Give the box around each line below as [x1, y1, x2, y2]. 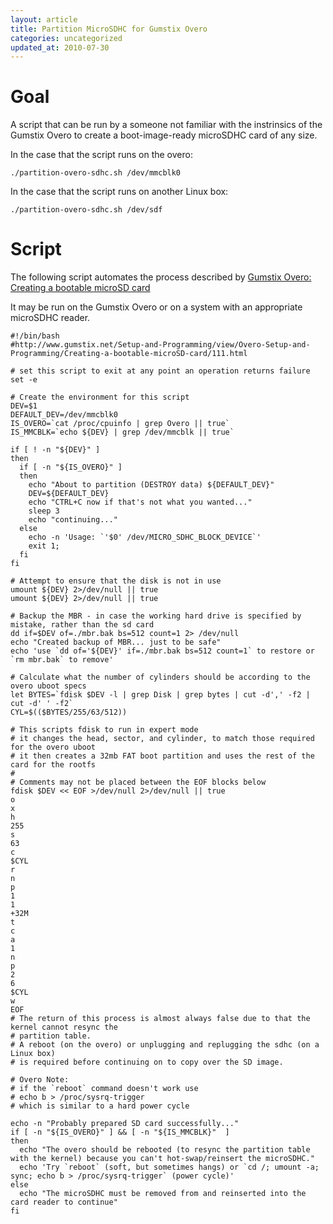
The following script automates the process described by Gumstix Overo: [10, 271, 312, 283]
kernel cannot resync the [10, 1022, 118, 1033]
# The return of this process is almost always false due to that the [10, 1014, 311, 1024]
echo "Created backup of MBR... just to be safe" [10, 637, 222, 648]
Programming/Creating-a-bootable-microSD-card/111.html [10, 349, 248, 359]
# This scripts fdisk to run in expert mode [10, 725, 199, 735]
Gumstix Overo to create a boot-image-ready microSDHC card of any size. [10, 129, 318, 141]
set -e [10, 375, 38, 385]
